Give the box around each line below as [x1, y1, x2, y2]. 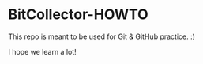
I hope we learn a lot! [8, 47, 77, 56]
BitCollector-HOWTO [8, 6, 148, 24]
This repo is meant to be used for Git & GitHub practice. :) [8, 32, 196, 41]
